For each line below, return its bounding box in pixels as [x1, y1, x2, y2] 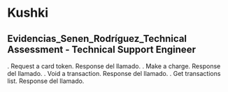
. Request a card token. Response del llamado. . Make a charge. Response [7, 62, 221, 70]
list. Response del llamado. [7, 77, 85, 85]
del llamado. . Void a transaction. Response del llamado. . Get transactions [7, 70, 221, 77]
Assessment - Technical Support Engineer [7, 43, 196, 55]
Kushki [7, 5, 49, 21]
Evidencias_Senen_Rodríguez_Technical [7, 33, 187, 45]
